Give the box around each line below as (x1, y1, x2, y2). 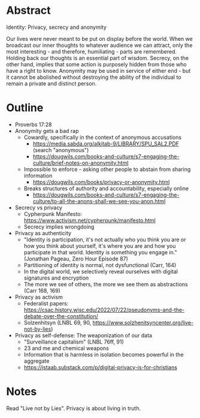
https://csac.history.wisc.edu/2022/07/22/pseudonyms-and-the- (23, 306, 185, 313)
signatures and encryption (23, 274, 89, 281)
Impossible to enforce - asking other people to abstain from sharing (23, 165, 191, 173)
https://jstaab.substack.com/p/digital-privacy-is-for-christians (23, 363, 178, 370)
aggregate (23, 357, 50, 364)
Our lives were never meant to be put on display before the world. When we (6, 35, 193, 42)
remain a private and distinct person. (6, 79, 97, 87)
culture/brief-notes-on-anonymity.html (32, 159, 129, 166)
